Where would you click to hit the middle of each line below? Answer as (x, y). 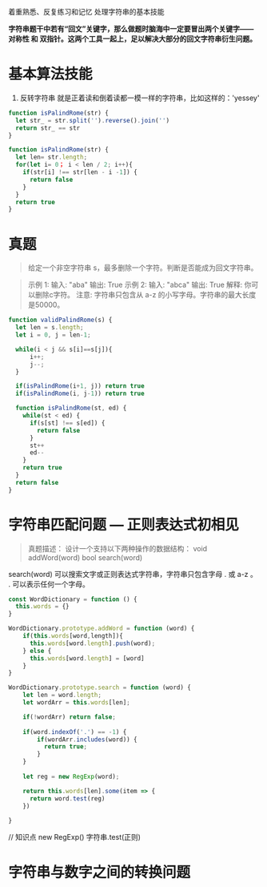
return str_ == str (48, 128)
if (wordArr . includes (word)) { (87, 740)
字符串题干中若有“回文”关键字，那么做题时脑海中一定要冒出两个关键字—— (131, 29)
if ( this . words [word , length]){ (73, 636)
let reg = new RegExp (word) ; (71, 776)
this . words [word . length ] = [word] (87, 658)
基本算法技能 (51, 74)
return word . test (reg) (67, 798)
